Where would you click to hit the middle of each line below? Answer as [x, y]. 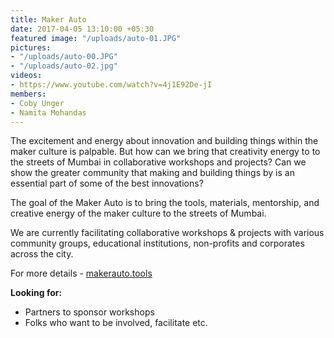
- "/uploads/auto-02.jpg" [64, 66]
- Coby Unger [37, 103]
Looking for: [36, 293]
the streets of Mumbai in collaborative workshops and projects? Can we [158, 162]
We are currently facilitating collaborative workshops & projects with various [167, 233]
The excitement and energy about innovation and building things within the [164, 141]
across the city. [42, 254]
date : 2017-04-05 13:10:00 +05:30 [82, 29]
